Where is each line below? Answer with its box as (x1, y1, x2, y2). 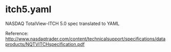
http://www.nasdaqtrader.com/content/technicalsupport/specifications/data (5, 36, 166, 42)
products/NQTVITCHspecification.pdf (5, 41, 85, 47)
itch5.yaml (5, 4, 52, 15)
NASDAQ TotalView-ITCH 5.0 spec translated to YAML (5, 20, 120, 27)
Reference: (5, 30, 29, 36)
